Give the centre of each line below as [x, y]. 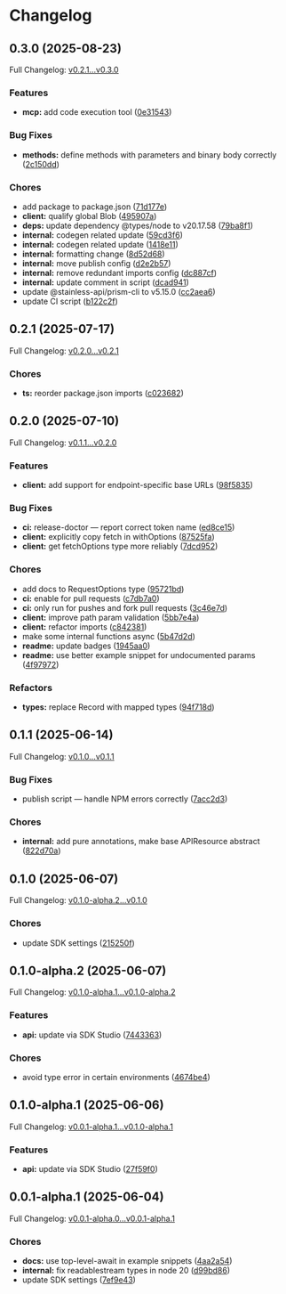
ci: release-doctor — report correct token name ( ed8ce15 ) [128, 527]
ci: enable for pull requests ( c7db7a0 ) [91, 598]
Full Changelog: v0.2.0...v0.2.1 [64, 350]
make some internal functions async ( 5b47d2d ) [108, 636]
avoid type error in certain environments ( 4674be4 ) [116, 1077]
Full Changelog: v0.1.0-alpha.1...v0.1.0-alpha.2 [92, 992]
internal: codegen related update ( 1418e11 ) [100, 244]
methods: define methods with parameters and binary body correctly [149, 155]
